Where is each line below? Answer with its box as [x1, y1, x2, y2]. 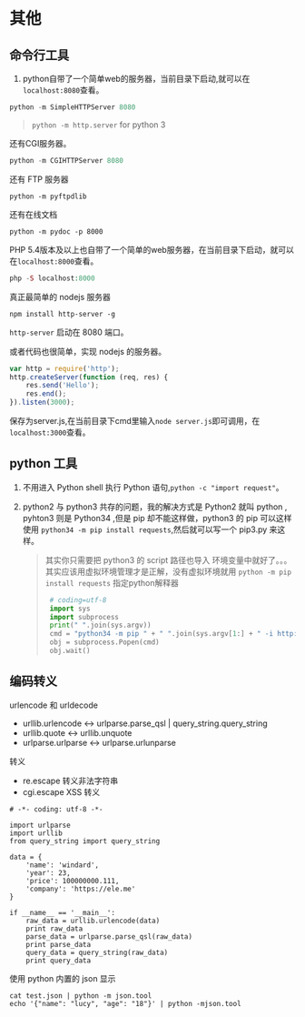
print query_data [25, 956, 92, 965]
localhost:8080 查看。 [22, 85, 104, 96]
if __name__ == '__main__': [9, 908, 116, 917]
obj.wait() [49, 647, 91, 656]
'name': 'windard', [25, 861, 100, 870]
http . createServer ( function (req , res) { [9, 372, 169, 382]
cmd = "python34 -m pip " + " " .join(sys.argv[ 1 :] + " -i [49, 629, 274, 639]
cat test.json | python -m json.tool [9, 991, 152, 1001]
